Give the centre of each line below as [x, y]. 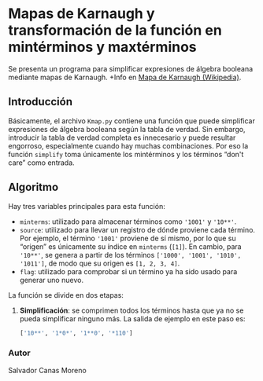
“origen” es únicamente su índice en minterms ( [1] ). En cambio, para [130, 246]
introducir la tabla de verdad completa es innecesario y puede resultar [122, 137]
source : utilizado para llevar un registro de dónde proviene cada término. [137, 229]
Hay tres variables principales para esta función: [87, 206]
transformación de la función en [115, 30]
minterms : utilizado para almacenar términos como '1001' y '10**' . [128, 222]
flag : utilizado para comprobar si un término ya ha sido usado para [128, 271]
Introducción [41, 102]
